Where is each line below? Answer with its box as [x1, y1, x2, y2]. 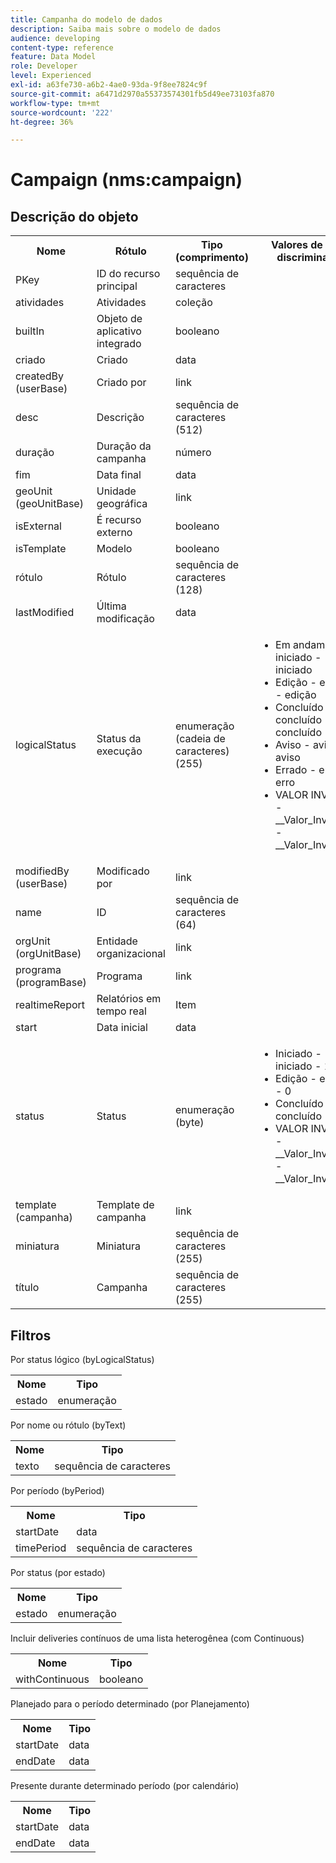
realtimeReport [15, 998, 86, 1012]
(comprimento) [174, 251, 249, 265]
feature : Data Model [10, 52, 97, 62]
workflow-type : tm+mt [10, 98, 101, 108]
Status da [96, 732, 142, 746]
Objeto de [96, 312, 143, 326]
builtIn [15, 324, 45, 338]
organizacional [96, 947, 166, 961]
